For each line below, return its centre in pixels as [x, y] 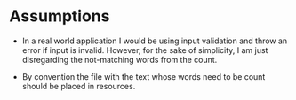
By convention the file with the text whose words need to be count [144, 76]
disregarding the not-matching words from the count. [120, 59]
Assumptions [60, 16]
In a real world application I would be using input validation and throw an [155, 41]
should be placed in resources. [79, 86]
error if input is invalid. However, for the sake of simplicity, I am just [145, 50]
